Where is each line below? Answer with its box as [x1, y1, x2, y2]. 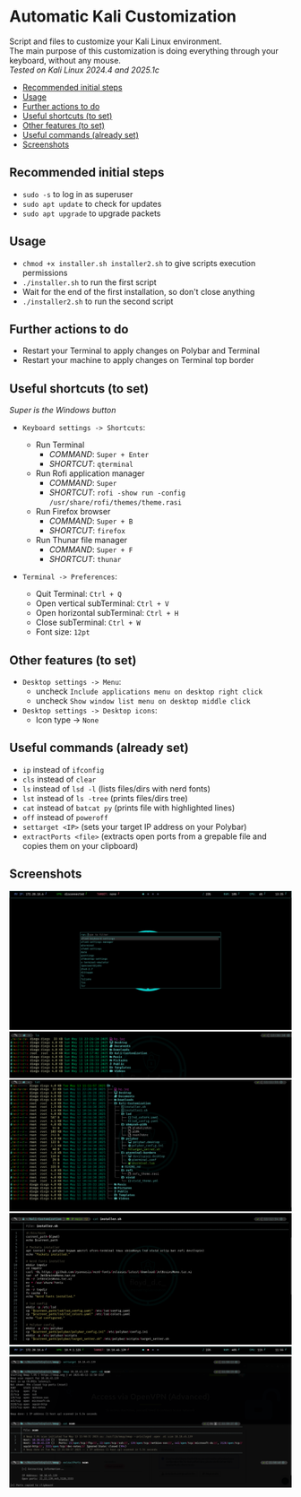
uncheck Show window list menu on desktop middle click [35, 696, 251, 705]
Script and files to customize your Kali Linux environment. [9, 36, 222, 47]
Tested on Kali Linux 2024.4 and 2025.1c [9, 65, 159, 75]
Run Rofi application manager [35, 468, 145, 479]
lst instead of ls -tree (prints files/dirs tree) [21, 792, 188, 803]
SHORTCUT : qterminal [48, 459, 134, 470]
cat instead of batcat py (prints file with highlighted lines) [21, 802, 236, 813]
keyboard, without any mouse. [9, 55, 121, 65]
